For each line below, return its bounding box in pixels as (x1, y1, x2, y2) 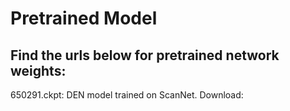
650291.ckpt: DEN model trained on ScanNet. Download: (10, 89, 244, 101)
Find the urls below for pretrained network (10, 47, 280, 64)
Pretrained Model (10, 7, 158, 30)
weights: (10, 62, 67, 79)
